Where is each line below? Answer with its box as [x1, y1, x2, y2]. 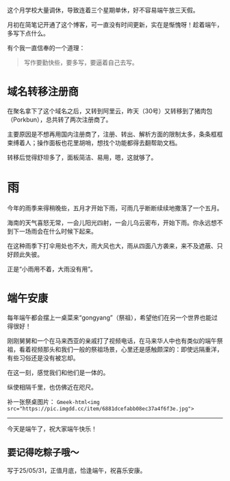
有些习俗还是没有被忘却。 [7, 353, 79, 362]
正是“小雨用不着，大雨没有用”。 [7, 265, 97, 273]
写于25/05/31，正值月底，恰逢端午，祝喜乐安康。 [7, 466, 146, 474]
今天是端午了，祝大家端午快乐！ [7, 425, 97, 433]
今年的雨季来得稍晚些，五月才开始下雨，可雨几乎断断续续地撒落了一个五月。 [7, 203, 223, 212]
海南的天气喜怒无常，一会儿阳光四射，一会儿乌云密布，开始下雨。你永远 [7, 219, 211, 227]
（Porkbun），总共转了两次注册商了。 [7, 115, 112, 124]
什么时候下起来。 [49, 227, 97, 235]
